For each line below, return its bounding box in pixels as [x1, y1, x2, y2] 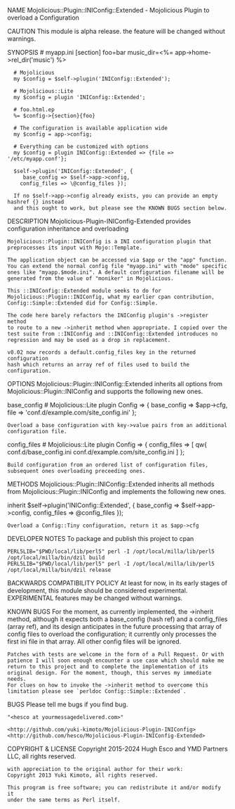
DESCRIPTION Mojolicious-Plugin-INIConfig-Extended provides [7, 217, 192, 225]
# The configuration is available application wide [13, 125, 168, 132]
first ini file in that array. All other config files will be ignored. [7, 637, 182, 646]
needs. [7, 675, 27, 682]
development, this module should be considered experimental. [7, 587, 188, 594]
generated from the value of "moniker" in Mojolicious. [7, 275, 174, 282]
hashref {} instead [7, 198, 65, 205]
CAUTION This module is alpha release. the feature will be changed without [7, 27, 226, 35]
